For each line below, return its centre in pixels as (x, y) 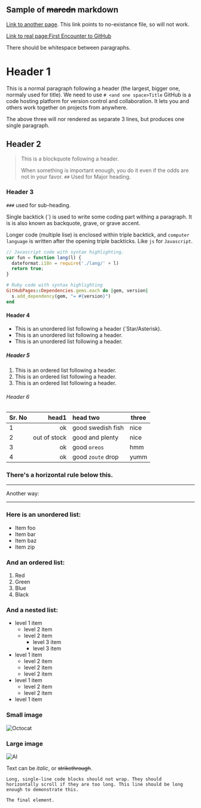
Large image (25, 743)
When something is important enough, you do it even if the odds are (105, 170)
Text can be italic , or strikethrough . (49, 768)
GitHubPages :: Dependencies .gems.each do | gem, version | (77, 291)
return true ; (28, 269)
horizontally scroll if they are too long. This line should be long (95, 784)
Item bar (25, 534)
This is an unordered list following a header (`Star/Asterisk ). (88, 328)
